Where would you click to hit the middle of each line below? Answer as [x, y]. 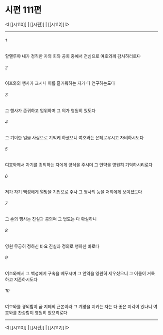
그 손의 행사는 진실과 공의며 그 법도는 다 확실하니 [51, 219]
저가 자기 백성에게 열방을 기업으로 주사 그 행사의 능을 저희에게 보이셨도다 [73, 192]
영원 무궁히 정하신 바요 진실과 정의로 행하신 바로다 [52, 246]
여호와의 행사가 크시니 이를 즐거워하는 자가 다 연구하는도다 [60, 83]
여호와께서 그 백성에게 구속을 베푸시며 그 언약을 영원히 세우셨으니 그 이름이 [76, 273]
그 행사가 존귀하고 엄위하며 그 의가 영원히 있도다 [50, 111]
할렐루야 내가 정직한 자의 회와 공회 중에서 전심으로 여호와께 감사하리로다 [73, 56]
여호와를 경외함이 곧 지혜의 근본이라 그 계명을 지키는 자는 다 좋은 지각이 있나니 [79, 306]
